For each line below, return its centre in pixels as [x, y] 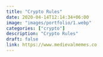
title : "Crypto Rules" [34, 12]
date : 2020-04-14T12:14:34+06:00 [48, 17]
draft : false [22, 39]
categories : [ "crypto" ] [36, 28]
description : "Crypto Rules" [42, 34]
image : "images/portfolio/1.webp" [49, 23]
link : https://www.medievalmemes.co [51, 45]
